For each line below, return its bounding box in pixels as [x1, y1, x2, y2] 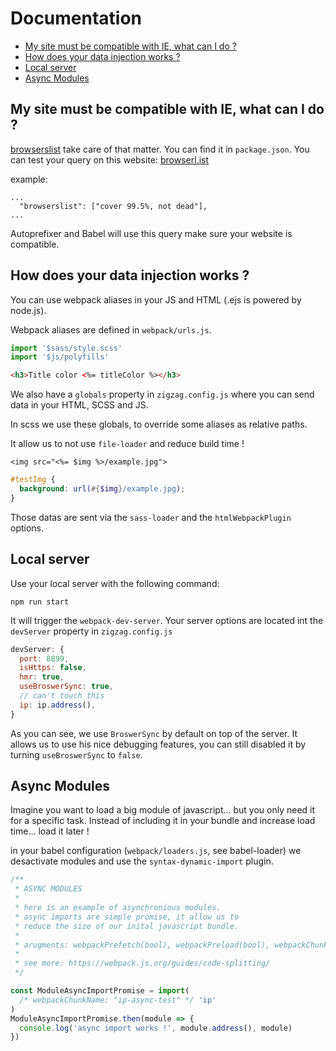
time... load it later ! [10, 825, 90, 837]
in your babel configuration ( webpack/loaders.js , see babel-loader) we [10, 845, 302, 857]
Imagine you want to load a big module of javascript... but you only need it [10, 804, 316, 816]
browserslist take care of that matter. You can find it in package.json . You [10, 143, 310, 155]
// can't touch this [19, 691, 105, 701]
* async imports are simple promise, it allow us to [14, 912, 240, 922]
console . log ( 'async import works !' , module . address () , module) [19, 1023, 293, 1033]
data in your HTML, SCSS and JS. [10, 399, 149, 411]
